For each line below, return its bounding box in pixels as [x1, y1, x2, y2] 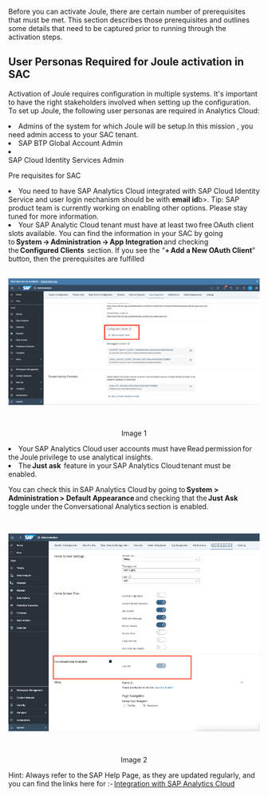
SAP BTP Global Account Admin [18, 138, 124, 148]
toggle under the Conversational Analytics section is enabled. [8, 502, 209, 511]
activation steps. [8, 32, 63, 41]
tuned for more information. [8, 211, 100, 221]
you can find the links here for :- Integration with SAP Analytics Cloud [8, 778, 235, 788]
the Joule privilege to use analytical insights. [8, 452, 153, 462]
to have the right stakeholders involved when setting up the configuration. [8, 97, 251, 107]
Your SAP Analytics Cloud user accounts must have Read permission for [18, 443, 253, 453]
